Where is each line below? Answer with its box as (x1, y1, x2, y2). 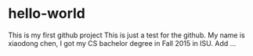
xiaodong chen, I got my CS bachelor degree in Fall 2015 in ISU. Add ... (8, 38, 237, 47)
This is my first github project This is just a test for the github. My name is (8, 30, 245, 40)
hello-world (8, 5, 86, 23)
